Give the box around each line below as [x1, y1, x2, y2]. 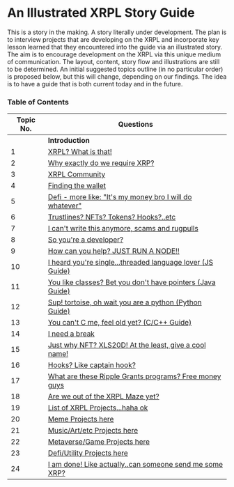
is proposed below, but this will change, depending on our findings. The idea [7, 72, 227, 81]
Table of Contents [7, 97, 70, 107]
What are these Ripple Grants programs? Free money [47, 371, 221, 381]
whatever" [47, 201, 82, 210]
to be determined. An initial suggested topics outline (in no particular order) [7, 65, 224, 73]
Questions [118, 120, 153, 130]
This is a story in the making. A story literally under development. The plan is [7, 28, 227, 36]
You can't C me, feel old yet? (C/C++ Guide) [47, 318, 192, 327]
